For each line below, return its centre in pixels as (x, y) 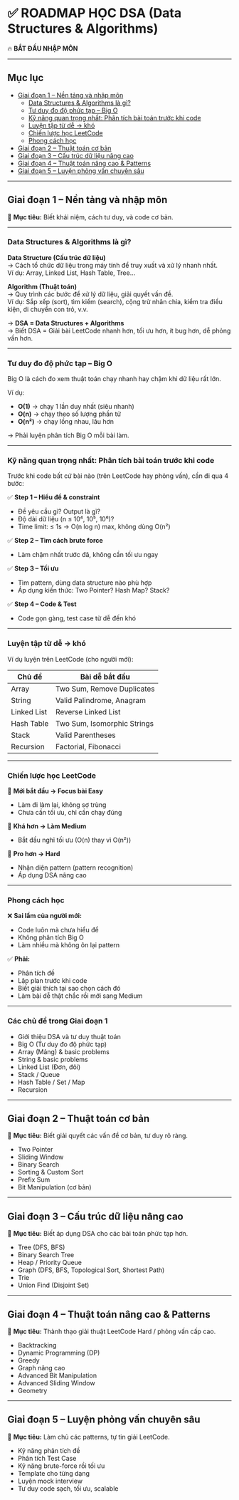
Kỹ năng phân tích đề (49, 1450)
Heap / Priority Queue (50, 1263)
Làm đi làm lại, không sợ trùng (62, 805)
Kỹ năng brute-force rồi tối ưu (61, 1466)
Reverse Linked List (88, 712)
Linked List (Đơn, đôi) (49, 1067)
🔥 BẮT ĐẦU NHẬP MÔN (43, 48)
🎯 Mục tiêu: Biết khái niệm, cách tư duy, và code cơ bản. (90, 217)
